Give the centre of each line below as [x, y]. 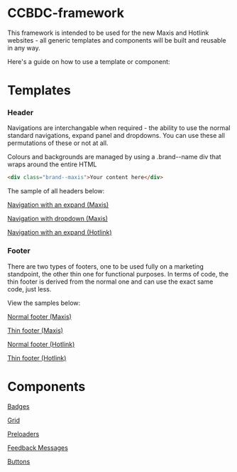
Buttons [19, 461]
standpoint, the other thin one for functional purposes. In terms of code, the [118, 274]
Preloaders [23, 434]
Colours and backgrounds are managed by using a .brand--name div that [114, 157]
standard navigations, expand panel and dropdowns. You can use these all [116, 136]
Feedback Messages [38, 447]
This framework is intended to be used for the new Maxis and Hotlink [108, 33]
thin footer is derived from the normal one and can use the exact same [110, 281]
